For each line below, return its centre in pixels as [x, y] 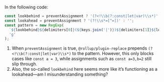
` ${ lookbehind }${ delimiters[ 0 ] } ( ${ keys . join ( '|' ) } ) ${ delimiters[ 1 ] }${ [82, 30]
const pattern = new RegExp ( [34, 25]
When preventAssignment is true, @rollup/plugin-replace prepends [79, 48]
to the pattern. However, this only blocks [113, 54]
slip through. [24, 64]
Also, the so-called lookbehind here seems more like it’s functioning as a [84, 69]
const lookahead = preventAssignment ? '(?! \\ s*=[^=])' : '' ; [69, 21]
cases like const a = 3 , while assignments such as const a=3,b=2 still [82, 59]
